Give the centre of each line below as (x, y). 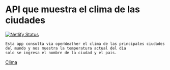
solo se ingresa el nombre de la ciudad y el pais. (61, 53)
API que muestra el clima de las (73, 9)
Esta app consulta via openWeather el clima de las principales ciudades (85, 44)
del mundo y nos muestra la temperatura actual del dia (66, 48)
